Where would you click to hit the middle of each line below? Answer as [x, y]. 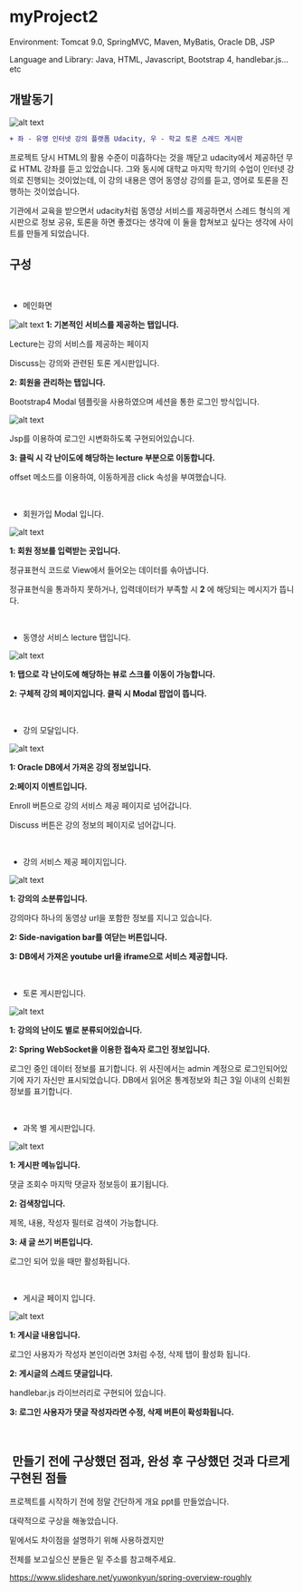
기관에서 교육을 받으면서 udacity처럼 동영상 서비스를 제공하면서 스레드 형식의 [145, 210]
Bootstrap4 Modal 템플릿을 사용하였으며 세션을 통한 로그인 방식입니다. [134, 402]
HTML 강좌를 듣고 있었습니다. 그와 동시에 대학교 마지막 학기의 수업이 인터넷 [151, 169]
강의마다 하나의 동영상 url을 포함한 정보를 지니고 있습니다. [111, 918]
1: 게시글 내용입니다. [45, 1335]
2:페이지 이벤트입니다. [48, 787]
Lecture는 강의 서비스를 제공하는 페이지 [79, 344]
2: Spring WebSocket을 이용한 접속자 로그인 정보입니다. [110, 1050]
